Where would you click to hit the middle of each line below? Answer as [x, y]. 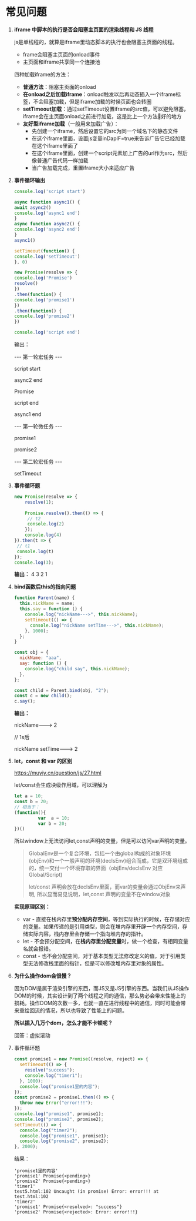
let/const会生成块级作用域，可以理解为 [61, 785]
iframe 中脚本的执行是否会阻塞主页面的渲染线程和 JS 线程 [84, 29]
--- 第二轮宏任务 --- [38, 462]
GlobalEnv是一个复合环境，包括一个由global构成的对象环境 [100, 853]
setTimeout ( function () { [44, 251]
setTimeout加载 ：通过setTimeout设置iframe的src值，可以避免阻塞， [106, 109]
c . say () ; [25, 701]
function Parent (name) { [44, 598]
